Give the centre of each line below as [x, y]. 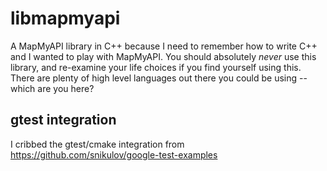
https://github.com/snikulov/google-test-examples [114, 154]
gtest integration [63, 120]
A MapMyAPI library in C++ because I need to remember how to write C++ [164, 46]
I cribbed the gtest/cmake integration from [97, 144]
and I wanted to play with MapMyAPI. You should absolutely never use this [163, 56]
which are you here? [52, 88]
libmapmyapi [65, 18]
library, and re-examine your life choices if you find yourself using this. [156, 67]
